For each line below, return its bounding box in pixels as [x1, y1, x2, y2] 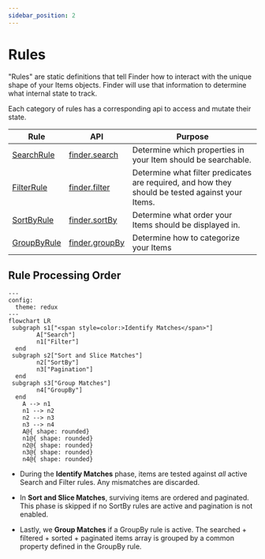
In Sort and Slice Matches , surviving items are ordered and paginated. [19, 493, 250, 502]
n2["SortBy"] [36, 358, 80, 367]
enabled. [19, 510, 49, 520]
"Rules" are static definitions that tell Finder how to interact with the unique [8, 72, 252, 81]
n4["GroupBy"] [36, 386, 83, 395]
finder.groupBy [69, 237, 125, 248]
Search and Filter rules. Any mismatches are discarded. [19, 478, 200, 487]
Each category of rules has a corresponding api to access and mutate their [8, 103, 252, 113]
